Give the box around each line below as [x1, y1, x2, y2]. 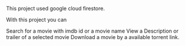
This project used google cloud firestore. [6, 5, 105, 12]
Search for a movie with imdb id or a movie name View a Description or [6, 27, 179, 34]
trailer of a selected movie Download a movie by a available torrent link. [6, 34, 180, 40]
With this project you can [6, 16, 67, 23]
